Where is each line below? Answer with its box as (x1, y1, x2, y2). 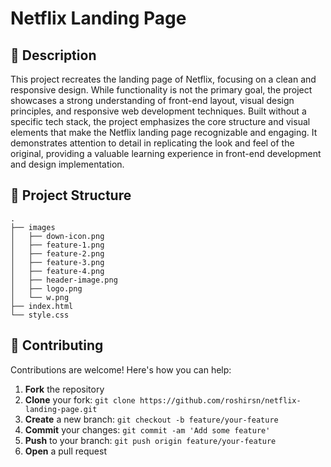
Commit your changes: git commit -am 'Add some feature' (24, 423, 271, 436)
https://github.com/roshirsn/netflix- (139, 395, 302, 406)
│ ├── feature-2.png (10, 248, 105, 259)
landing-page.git (24, 404, 98, 414)
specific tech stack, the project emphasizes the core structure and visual (10, 116, 311, 127)
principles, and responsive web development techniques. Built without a (10, 105, 307, 117)
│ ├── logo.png (10, 283, 83, 294)
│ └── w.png (10, 292, 70, 302)
